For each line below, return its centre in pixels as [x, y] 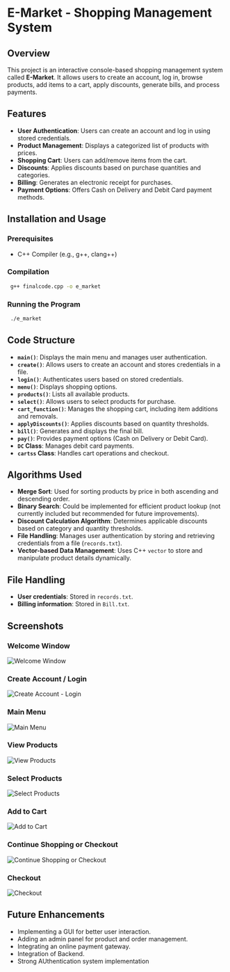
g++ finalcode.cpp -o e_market [55, 286]
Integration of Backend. [51, 953]
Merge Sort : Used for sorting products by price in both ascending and [118, 492]
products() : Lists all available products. [73, 394]
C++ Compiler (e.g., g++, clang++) [67, 254]
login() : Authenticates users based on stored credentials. [100, 379]
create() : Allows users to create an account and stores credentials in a [119, 364]
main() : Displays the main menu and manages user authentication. [112, 357]
